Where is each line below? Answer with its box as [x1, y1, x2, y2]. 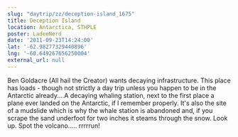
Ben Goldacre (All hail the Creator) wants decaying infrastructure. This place [7, 76, 231, 84]
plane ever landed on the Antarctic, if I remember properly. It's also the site [7, 99, 227, 107]
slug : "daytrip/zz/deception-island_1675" [7, 10, 135, 18]
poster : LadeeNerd [7, 30, 62, 38]
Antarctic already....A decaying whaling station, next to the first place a [7, 91, 215, 99]
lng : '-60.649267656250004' [7, 50, 91, 57]
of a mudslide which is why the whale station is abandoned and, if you [7, 106, 213, 114]
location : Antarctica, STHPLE [7, 23, 97, 31]
